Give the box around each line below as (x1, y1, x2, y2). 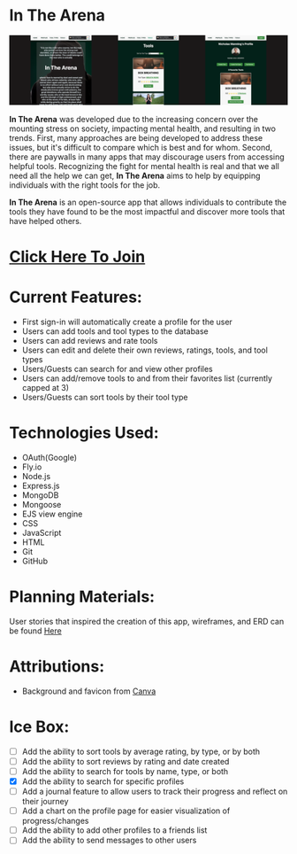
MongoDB (21, 490, 59, 501)
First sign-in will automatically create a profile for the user (21, 316, 232, 328)
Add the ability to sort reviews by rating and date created (21, 756, 230, 766)
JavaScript (21, 528, 62, 538)
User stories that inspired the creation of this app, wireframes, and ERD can (9, 616, 285, 626)
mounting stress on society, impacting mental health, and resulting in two (9, 123, 277, 134)
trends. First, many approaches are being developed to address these (9, 132, 263, 143)
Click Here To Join (9, 247, 146, 267)
